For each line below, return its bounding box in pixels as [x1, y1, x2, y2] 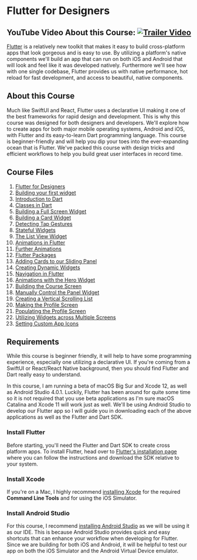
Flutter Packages [15, 251, 56, 259]
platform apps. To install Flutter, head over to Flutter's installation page [6, 447, 178, 455]
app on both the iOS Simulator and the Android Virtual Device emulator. [6, 547, 179, 555]
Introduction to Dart [15, 195, 63, 202]
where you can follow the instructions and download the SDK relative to [6, 454, 179, 461]
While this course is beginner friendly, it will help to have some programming [6, 352, 192, 359]
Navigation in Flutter [15, 270, 64, 277]
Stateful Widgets [15, 226, 56, 233]
